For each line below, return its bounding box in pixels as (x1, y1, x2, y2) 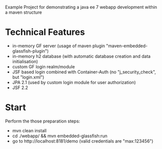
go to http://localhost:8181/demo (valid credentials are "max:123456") (12, 138, 154, 144)
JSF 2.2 (12, 85, 29, 90)
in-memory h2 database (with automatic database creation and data (12, 53, 151, 59)
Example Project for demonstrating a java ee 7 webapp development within (5, 4, 158, 10)
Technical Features (5, 27, 85, 38)
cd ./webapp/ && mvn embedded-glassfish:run (12, 133, 107, 139)
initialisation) (12, 59, 38, 64)
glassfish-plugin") (12, 48, 49, 54)
